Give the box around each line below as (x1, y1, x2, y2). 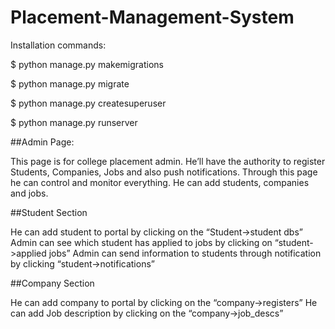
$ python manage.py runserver (10, 116, 138, 128)
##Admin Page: (10, 136, 75, 148)
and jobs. (10, 187, 49, 199)
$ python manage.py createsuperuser (10, 97, 167, 109)
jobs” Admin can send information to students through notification (48, 247, 322, 259)
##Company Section (10, 277, 95, 289)
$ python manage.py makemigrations (10, 58, 164, 70)
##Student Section (10, 206, 88, 218)
